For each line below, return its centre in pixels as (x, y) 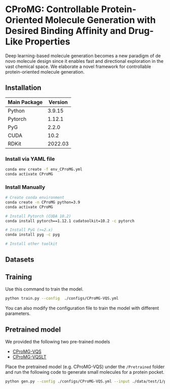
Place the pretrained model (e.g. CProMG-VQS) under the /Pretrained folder (85, 367)
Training (19, 277)
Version (58, 102)
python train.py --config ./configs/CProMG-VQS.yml (62, 298)
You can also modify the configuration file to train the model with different (82, 308)
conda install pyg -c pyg (32, 235)
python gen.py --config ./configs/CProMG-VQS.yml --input (68, 381)
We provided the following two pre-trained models (58, 341)
